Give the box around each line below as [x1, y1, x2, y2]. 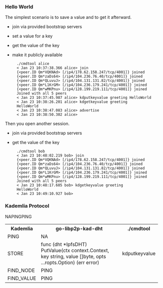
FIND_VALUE [7, 275, 36, 282]
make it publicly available [12, 52, 63, 58]
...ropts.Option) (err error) [41, 259, 99, 266]
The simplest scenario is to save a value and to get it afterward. [5, 15, 132, 20]
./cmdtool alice [16, 62, 49, 66]
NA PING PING [5, 213, 32, 219]
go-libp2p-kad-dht [55, 225, 103, 232]
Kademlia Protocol [5, 203, 49, 209]
